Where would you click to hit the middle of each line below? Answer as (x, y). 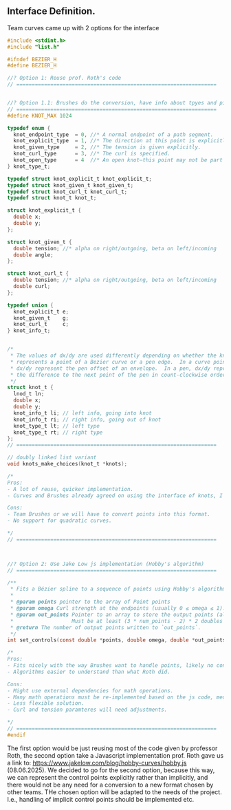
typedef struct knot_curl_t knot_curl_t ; (67, 192)
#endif (16, 735)
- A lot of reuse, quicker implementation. (70, 489)
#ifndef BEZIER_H (32, 59)
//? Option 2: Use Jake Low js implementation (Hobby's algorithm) (106, 564)
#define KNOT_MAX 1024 (40, 116)
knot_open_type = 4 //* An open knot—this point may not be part (118, 160)
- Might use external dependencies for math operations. (90, 690)
